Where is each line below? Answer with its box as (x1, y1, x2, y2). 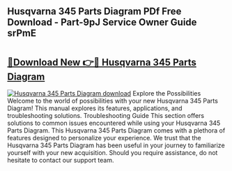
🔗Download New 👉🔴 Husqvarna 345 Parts (7, 56, 196, 68)
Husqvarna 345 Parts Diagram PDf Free (7, 6, 182, 17)
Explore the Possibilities (132, 89, 201, 97)
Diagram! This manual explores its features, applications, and (7, 104, 183, 112)
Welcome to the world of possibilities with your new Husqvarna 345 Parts (7, 97, 218, 105)
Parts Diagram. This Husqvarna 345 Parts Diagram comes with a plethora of (7, 126, 226, 135)
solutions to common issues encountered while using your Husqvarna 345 (7, 119, 221, 127)
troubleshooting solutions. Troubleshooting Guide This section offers (7, 112, 204, 119)
